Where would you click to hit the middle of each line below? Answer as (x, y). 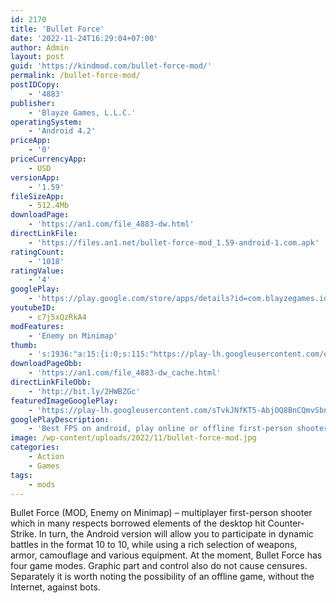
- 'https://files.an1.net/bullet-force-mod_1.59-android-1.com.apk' (174, 242)
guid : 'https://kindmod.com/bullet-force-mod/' (111, 66)
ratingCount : (37, 252)
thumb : (24, 345)
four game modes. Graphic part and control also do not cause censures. (159, 566)
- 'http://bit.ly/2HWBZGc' (84, 391)
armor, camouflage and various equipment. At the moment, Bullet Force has (166, 555)
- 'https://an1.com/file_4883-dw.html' (111, 224)
